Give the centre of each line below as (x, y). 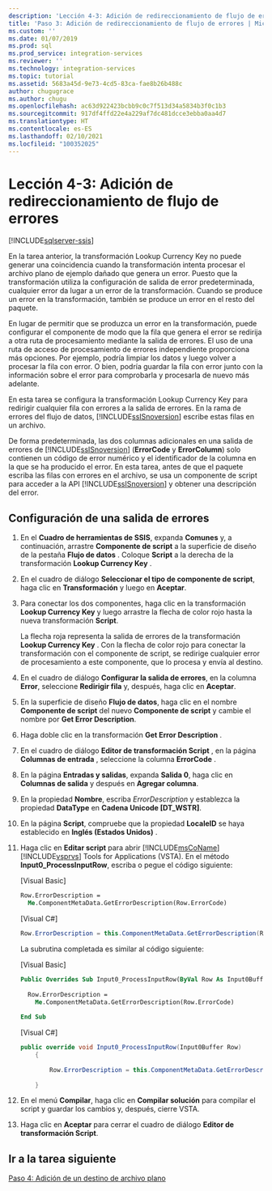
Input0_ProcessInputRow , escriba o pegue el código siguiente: (126, 865)
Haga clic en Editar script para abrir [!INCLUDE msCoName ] (120, 848)
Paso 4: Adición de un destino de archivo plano (87, 1178)
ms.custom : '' (32, 31)
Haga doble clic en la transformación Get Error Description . (121, 735)
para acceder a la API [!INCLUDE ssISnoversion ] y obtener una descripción (132, 484)
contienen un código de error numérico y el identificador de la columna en (132, 458)
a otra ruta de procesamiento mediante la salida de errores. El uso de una (131, 341)
